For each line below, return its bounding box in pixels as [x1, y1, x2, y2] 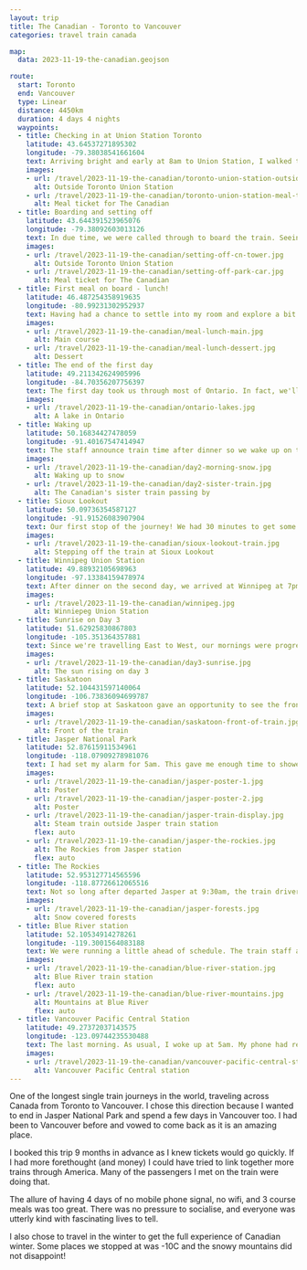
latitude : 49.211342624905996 [26, 369, 142, 378]
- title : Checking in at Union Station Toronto [17, 132, 203, 141]
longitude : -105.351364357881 [26, 632, 142, 641]
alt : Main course [33, 335, 101, 344]
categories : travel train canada [9, 30, 137, 39]
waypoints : [17, 122, 59, 132]
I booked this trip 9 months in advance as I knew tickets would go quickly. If [9, 1148, 295, 1159]
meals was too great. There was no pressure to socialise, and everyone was [9, 1203, 296, 1215]
